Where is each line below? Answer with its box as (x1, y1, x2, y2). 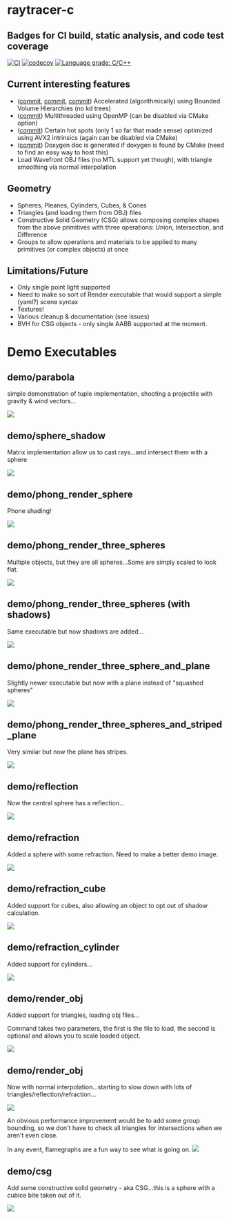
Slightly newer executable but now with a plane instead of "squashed (7, 678, 203, 687)
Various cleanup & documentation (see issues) (17, 312, 150, 321)
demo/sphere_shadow (7, 430, 106, 441)
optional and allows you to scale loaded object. (7, 1031, 141, 1040)
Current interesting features (7, 79, 131, 90)
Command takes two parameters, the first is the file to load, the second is (7, 1025, 216, 1033)
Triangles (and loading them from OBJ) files (17, 208, 142, 216)
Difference (17, 230, 48, 239)
